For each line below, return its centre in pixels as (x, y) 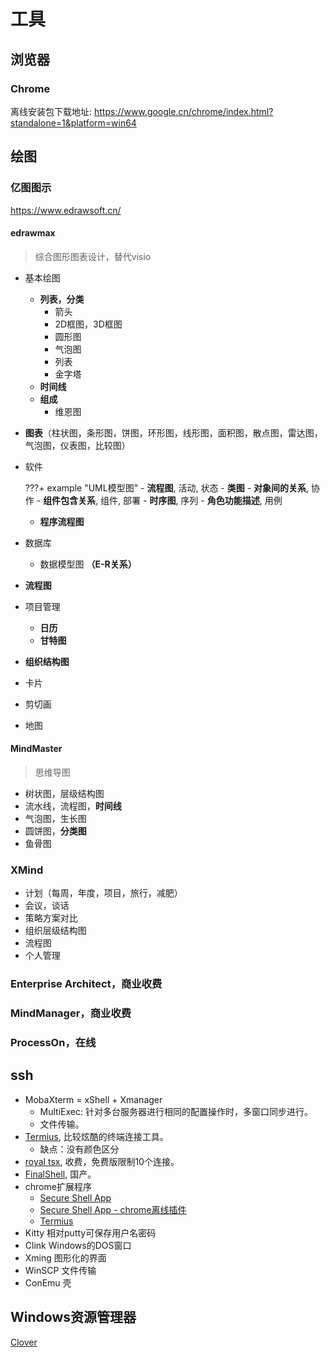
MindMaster (36, 749)
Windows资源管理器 (73, 1317)
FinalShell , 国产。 (60, 1174)
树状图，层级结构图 (64, 793)
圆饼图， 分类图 (55, 831)
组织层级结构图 (55, 931)
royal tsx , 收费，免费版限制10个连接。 (102, 1161)
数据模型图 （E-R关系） (88, 564)
